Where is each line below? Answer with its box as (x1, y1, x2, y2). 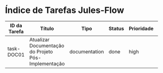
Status (108, 25, 125, 32)
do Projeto (29, 48, 53, 55)
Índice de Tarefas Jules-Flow (5, 5, 125, 16)
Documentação (29, 42, 65, 49)
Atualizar (29, 36, 50, 43)
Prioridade (129, 25, 154, 32)
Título (40, 25, 54, 32)
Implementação (29, 60, 65, 67)
